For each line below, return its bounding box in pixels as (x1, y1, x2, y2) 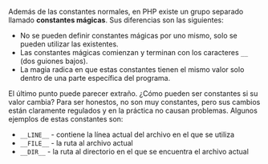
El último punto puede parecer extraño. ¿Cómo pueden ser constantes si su (8, 89, 258, 98)
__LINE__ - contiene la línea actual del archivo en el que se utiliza (19, 130, 235, 139)
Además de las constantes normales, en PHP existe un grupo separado (8, 7, 244, 16)
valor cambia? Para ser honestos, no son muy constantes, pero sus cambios (8, 98, 261, 106)
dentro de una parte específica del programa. (19, 74, 171, 82)
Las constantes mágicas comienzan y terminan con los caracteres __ (19, 48, 249, 57)
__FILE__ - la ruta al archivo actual (19, 138, 134, 147)
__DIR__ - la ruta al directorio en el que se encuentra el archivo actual (19, 147, 249, 156)
